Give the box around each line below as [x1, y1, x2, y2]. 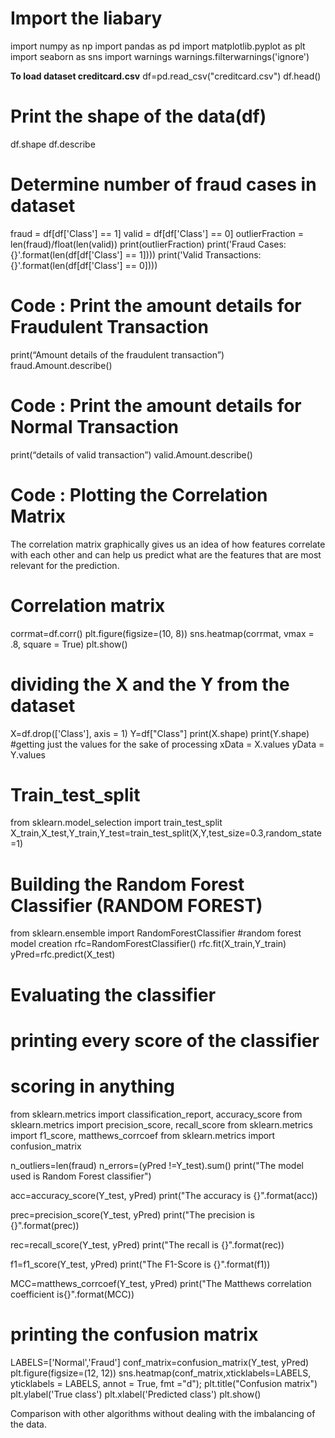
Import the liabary [10, 7, 163, 30]
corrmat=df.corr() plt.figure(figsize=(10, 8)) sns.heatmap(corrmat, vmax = [10, 627, 315, 639]
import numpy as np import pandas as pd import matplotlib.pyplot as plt [10, 40, 306, 52]
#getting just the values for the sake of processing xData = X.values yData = [10, 738, 325, 750]
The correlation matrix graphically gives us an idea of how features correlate [10, 538, 326, 550]
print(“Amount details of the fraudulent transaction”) [10, 348, 225, 361]
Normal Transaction [10, 415, 179, 438]
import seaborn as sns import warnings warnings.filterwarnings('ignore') [10, 50, 310, 62]
